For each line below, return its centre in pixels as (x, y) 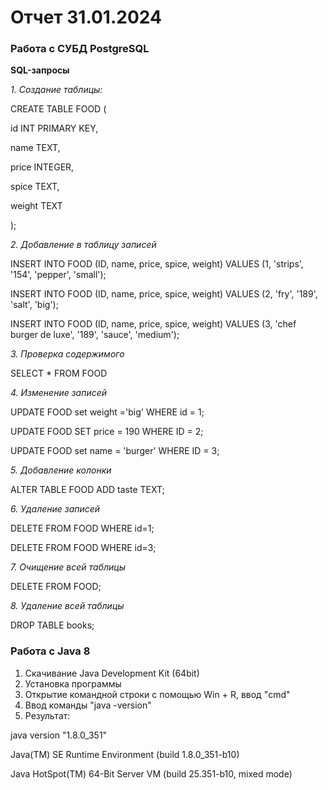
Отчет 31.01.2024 (86, 17)
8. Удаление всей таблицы (67, 606)
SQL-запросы (40, 70)
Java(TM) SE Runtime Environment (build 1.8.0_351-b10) (125, 754)
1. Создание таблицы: (56, 90)
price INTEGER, (42, 167)
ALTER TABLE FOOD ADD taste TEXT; (87, 490)
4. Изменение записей (59, 393)
